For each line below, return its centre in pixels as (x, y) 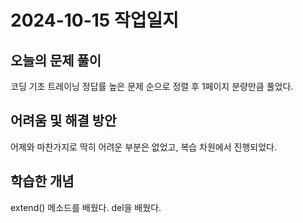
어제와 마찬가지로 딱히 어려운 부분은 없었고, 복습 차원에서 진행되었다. (143, 147)
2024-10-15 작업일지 (94, 20)
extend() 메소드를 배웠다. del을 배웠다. (86, 207)
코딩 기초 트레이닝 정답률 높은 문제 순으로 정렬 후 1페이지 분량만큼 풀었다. (152, 86)
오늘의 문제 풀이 (56, 60)
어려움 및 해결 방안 (63, 121)
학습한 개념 (42, 181)
